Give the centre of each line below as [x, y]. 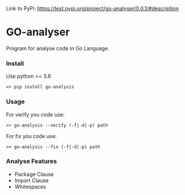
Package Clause [34, 174]
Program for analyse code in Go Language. [58, 48]
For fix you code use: [32, 136]
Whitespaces [30, 186]
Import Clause [32, 180]
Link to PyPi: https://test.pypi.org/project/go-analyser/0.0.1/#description [92, 8]
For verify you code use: [35, 114]
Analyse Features [32, 162]
